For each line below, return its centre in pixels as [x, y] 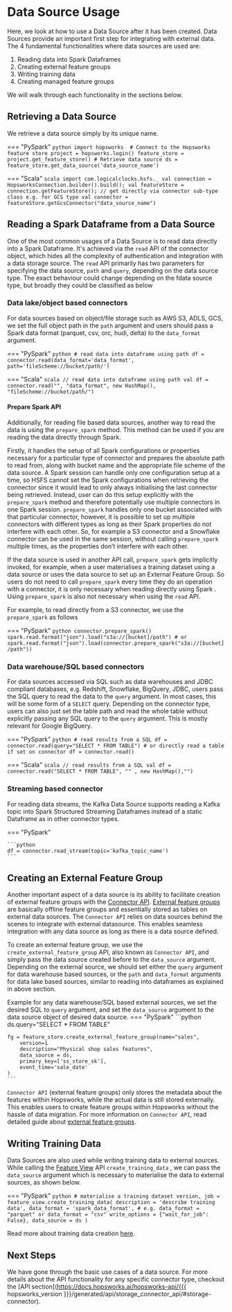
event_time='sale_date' [54, 1068]
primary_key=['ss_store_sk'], [63, 1061]
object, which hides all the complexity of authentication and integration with [115, 255]
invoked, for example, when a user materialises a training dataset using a [111, 567]
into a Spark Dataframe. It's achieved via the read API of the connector [108, 248]
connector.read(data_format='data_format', [71, 360]
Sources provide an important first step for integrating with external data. [111, 38]
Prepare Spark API [34, 407]
